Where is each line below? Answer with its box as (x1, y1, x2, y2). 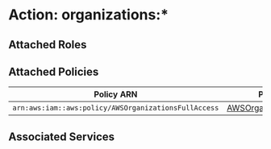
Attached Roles (8, 38, 87, 52)
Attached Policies (8, 64, 99, 78)
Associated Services (8, 130, 115, 143)
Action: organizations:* (8, 6, 169, 24)
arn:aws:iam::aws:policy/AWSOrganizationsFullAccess (12, 103, 219, 113)
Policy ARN (94, 89, 138, 100)
